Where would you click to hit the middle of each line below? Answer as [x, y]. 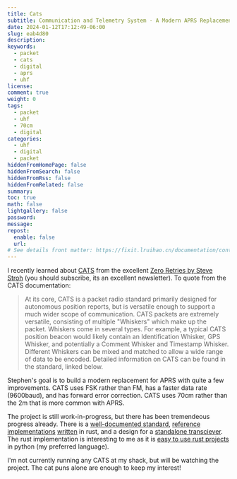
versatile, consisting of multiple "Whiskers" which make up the [115, 321]
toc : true [22, 198]
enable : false [34, 237]
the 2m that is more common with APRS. [66, 403]
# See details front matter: [50, 250]
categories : [25, 138]
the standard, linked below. [64, 367]
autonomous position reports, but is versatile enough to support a [120, 307]
